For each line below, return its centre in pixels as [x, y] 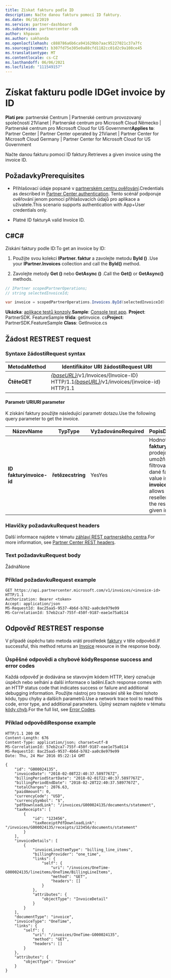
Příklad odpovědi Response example [51, 723]
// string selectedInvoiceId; [37, 293]
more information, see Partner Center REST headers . [61, 542]
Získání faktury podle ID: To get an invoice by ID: [55, 248]
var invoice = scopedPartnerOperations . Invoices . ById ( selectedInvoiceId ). [86, 302]
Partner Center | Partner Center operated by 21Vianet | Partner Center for [82, 134]
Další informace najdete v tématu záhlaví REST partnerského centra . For [80, 537]
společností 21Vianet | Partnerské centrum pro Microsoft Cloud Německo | [83, 123]
